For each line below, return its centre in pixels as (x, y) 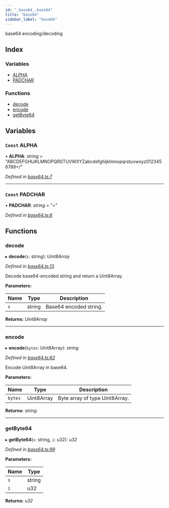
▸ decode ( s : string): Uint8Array (37, 257)
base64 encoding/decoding (34, 34)
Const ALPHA (21, 145)
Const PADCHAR (25, 194)
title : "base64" (22, 15)
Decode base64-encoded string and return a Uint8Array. (64, 276)
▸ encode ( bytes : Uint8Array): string (42, 348)
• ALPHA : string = (24, 156)
